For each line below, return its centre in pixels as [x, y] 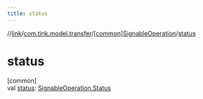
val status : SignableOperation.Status [59, 88]
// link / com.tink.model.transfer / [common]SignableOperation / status [101, 33]
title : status [28, 13]
